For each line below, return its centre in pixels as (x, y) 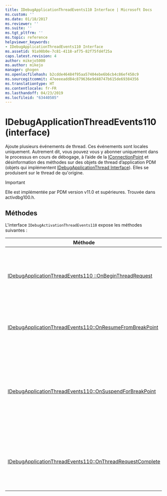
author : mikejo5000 (25, 61)
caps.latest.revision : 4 (31, 56)
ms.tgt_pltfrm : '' (24, 33)
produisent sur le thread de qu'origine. (44, 173)
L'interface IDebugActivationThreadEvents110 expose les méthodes (74, 225)
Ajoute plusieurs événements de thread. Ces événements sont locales (77, 147)
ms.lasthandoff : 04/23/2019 (34, 93)
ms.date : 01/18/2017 (27, 19)
